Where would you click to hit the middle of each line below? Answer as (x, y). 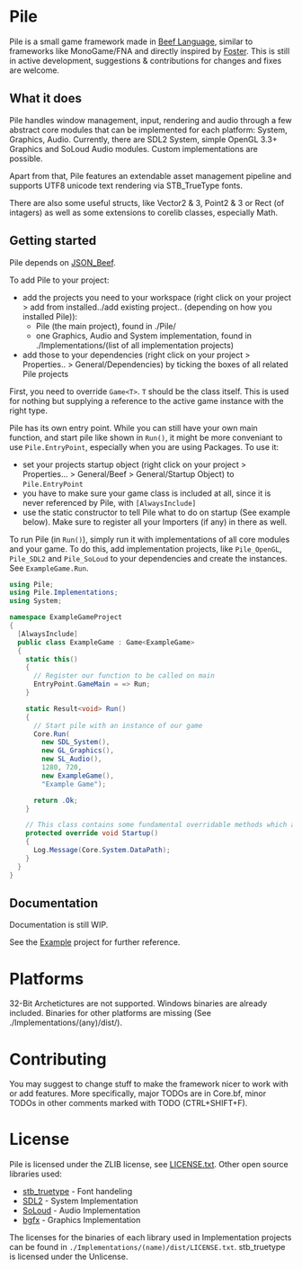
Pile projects (45, 373)
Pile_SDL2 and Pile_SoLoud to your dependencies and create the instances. (148, 558)
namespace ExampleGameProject (66, 617)
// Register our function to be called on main (124, 676)
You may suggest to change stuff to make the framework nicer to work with (149, 1084)
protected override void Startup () (92, 833)
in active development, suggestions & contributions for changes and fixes (146, 60)
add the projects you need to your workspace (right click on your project (157, 297)
